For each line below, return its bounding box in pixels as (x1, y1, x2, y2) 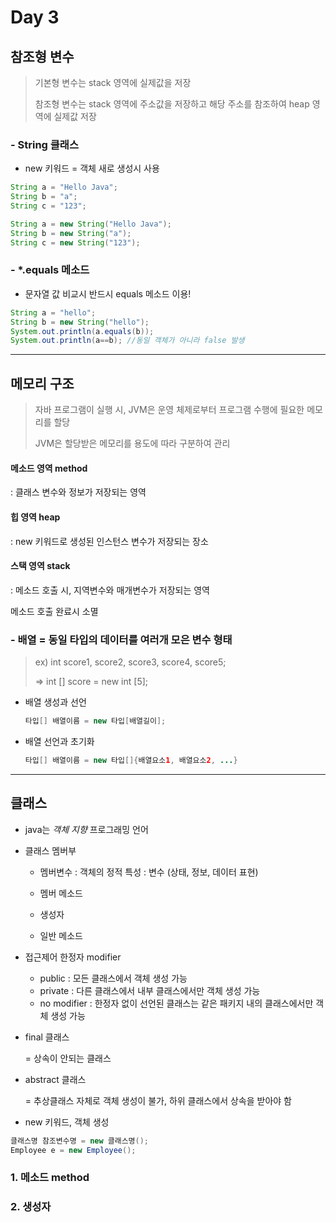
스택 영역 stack (10, 560, 71, 572)
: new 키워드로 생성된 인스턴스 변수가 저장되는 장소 (10, 535, 209, 547)
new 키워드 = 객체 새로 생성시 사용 (24, 162, 160, 175)
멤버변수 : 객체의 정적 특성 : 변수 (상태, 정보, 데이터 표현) (39, 866, 259, 878)
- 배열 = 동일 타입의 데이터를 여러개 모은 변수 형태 (10, 632, 233, 646)
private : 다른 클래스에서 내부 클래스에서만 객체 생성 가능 (39, 984, 261, 996)
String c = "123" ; (10, 201, 87, 211)
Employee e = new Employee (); (10, 1145, 137, 1155)
